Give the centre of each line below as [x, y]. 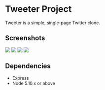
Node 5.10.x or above [34, 83]
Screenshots [25, 38]
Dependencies [28, 66]
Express [20, 78]
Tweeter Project [38, 9]
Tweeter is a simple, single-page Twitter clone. [52, 23]
